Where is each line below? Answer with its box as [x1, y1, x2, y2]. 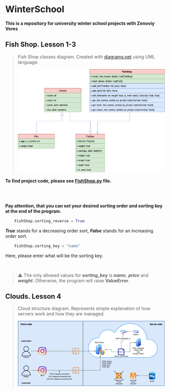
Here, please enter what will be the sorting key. [5, 253, 104, 259]
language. [17, 59, 39, 65]
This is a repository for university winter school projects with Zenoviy [5, 20, 155, 26]
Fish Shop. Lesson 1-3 [5, 40, 76, 49]
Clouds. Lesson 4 [5, 292, 62, 301]
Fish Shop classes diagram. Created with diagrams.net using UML [17, 54, 155, 60]
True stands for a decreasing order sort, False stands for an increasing [5, 227, 153, 233]
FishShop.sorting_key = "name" [14, 243, 80, 249]
